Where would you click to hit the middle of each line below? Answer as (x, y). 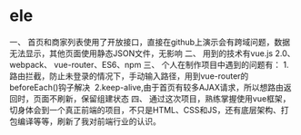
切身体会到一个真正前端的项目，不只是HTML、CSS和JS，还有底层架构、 (145, 110)
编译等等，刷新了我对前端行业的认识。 (89, 121)
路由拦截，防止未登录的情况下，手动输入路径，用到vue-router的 (129, 76)
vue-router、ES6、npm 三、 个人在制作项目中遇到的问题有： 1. (171, 64)
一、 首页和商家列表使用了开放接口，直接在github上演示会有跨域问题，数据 (150, 42)
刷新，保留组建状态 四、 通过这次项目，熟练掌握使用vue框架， (174, 98)
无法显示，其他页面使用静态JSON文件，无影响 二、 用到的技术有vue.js (141, 53)
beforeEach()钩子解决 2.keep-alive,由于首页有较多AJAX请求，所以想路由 (147, 87)
